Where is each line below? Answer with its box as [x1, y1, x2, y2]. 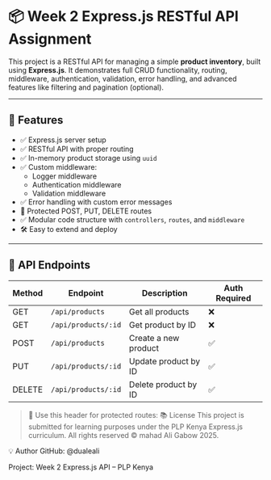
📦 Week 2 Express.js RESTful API [8, 7, 240, 26]
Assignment [8, 30, 92, 48]
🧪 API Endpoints [8, 259, 91, 272]
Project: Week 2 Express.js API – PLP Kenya [8, 462, 154, 472]
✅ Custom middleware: [19, 162, 98, 171]
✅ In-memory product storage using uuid [19, 153, 157, 162]
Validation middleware [31, 188, 106, 198]
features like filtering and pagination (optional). [8, 82, 164, 92]
